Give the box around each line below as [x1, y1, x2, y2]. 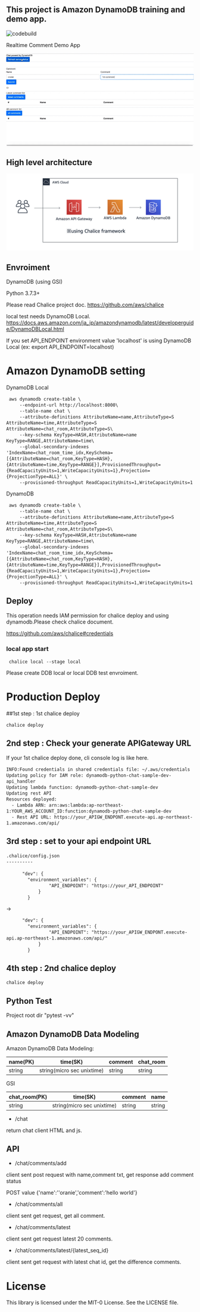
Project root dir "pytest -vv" [6, 1012, 74, 1019]
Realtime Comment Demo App [6, 41, 80, 48]
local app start [6, 644, 49, 653]
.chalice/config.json [6, 852, 60, 859]
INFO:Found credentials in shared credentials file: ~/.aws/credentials [6, 766, 190, 773]
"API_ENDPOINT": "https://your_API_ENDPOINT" [48, 882, 164, 889]
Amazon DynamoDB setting [6, 364, 146, 378]
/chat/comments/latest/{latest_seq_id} [14, 1247, 109, 1254]
